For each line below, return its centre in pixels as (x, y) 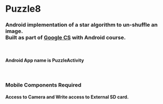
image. (14, 31)
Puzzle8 (23, 9)
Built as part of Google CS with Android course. (66, 38)
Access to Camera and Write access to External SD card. (67, 97)
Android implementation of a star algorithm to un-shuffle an (81, 25)
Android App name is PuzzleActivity (45, 60)
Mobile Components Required (43, 85)
